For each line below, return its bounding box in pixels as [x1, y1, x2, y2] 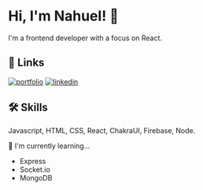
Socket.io [19, 165, 51, 174]
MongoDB [19, 173, 53, 182]
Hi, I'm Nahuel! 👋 [8, 7, 120, 25]
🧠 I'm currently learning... [8, 141, 90, 151]
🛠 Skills [8, 101, 49, 114]
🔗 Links [8, 56, 45, 69]
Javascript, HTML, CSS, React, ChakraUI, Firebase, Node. [8, 125, 196, 135]
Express [19, 156, 46, 166]
